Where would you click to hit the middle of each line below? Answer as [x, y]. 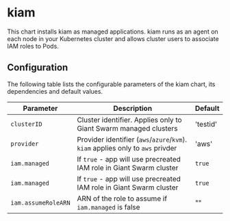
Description [132, 108]
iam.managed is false [108, 207]
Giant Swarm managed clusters [127, 128]
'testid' [206, 124]
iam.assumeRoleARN [40, 203]
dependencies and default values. [55, 91]
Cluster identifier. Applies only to [130, 120]
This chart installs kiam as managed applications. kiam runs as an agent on [113, 31]
